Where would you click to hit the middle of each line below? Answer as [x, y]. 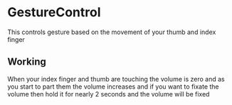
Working [27, 62]
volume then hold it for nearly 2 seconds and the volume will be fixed [109, 94]
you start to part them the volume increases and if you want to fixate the [113, 87]
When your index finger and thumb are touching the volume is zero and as [116, 79]
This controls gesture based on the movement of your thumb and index [112, 32]
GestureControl [54, 12]
